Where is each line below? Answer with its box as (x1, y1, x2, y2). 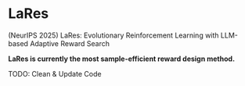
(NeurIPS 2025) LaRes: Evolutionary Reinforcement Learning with (8, 30, 219, 40)
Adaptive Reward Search (30, 38, 110, 48)
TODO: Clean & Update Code (8, 69, 102, 78)
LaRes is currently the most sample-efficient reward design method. (8, 54, 236, 63)
